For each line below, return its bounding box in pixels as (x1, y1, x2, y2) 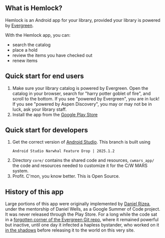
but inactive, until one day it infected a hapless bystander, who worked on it (5, 222, 160, 228)
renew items (12, 57, 38, 64)
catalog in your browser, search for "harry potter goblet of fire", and (12, 90, 151, 96)
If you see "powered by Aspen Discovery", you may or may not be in (12, 101, 152, 107)
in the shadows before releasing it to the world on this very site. (5, 227, 135, 233)
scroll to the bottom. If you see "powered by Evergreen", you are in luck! (12, 95, 160, 101)
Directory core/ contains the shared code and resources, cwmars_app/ (12, 158, 155, 163)
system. (12, 168, 29, 174)
